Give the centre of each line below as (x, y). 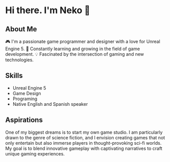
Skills (14, 76)
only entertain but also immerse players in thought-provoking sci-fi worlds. (83, 143)
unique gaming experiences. (35, 153)
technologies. (20, 60)
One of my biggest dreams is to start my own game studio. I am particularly (84, 132)
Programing (25, 99)
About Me (21, 29)
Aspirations (24, 120)
